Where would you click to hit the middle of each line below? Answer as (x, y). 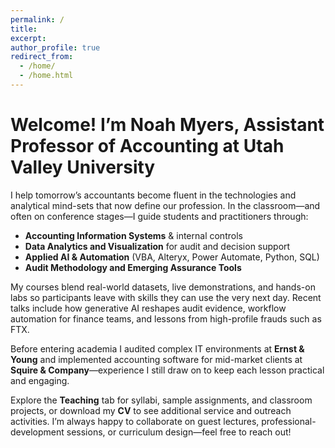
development (37, 432)
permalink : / (37, 19)
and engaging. (40, 380)
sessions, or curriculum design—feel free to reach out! (179, 432)
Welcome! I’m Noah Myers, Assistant (167, 125)
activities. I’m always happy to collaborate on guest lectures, (135, 421)
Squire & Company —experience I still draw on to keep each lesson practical (167, 370)
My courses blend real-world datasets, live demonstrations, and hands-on (163, 287)
